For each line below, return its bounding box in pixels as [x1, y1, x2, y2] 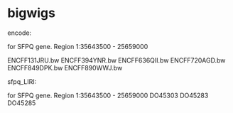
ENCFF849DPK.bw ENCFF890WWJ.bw [7, 63, 123, 72]
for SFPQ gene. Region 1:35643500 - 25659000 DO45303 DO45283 [7, 91, 209, 99]
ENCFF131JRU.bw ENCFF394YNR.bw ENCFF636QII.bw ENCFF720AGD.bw [7, 55, 226, 65]
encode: [7, 28, 32, 37]
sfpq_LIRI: [7, 77, 37, 86]
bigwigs [7, 5, 55, 21]
